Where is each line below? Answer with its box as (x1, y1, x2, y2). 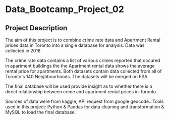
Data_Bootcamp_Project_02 (5, 4, 125, 15)
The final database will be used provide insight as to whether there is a (5, 83, 152, 89)
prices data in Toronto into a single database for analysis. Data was (5, 42, 145, 48)
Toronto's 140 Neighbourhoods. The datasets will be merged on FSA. (5, 74, 149, 79)
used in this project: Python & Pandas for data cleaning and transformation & (5, 104, 164, 109)
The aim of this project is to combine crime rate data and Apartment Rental (5, 37, 160, 43)
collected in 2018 (5, 48, 41, 53)
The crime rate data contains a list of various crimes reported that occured (5, 57, 160, 64)
